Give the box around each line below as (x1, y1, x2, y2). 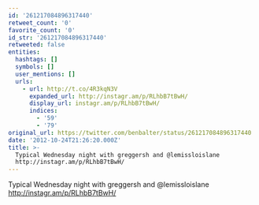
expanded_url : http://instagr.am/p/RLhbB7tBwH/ (28, 92, 189, 100)
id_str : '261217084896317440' (8, 33, 108, 42)
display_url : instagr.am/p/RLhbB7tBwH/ (28, 99, 160, 107)
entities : (8, 48, 41, 56)
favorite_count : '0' (8, 26, 76, 34)
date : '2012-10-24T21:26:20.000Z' (8, 136, 122, 144)
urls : (15, 77, 34, 85)
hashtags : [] (15, 56, 58, 64)
